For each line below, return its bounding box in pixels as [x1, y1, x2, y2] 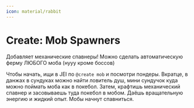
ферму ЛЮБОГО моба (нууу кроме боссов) [6, 59, 115, 66]
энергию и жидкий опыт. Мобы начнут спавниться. [6, 95, 134, 102]
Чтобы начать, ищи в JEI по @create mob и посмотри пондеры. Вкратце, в [6, 71, 188, 78]
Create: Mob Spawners [6, 33, 121, 47]
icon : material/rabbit [6, 8, 61, 15]
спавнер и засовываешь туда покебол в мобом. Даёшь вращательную [6, 89, 183, 96]
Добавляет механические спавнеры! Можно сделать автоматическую [6, 53, 183, 60]
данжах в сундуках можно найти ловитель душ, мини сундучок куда [6, 76, 178, 83]
